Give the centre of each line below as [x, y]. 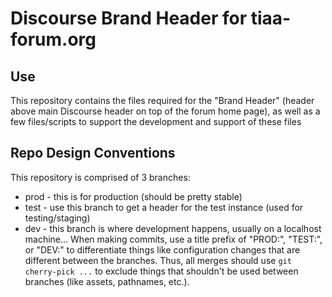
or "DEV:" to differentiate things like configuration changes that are [162, 249]
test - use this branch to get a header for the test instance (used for [164, 207]
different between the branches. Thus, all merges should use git [158, 260]
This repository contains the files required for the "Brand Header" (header [162, 100]
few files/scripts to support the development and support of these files [156, 121]
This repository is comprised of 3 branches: [100, 177]
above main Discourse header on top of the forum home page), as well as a [165, 111]
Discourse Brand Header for [129, 18]
